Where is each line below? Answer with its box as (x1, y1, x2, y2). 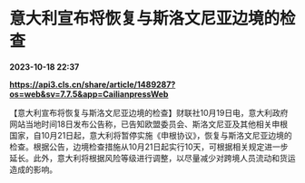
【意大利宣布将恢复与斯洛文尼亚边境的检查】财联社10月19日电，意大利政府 (9, 107, 289, 118)
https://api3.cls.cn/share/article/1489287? (9, 79, 176, 90)
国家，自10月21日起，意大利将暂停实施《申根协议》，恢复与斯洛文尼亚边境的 (9, 130, 292, 140)
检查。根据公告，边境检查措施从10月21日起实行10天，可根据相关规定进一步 (9, 141, 289, 152)
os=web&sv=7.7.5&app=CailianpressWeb (9, 88, 169, 100)
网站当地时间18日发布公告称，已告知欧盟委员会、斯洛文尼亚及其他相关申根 (9, 119, 289, 130)
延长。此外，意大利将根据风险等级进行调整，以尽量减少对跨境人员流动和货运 (9, 152, 296, 163)
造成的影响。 (9, 164, 57, 175)
